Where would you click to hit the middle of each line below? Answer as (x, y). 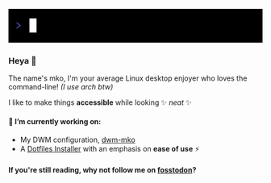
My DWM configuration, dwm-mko (77, 139)
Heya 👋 (23, 61)
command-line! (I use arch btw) (61, 87)
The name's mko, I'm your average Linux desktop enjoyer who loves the (128, 78)
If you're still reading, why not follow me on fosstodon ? (102, 170)
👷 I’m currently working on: (55, 122)
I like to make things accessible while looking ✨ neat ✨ (100, 102)
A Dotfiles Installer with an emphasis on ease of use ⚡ (110, 148)
